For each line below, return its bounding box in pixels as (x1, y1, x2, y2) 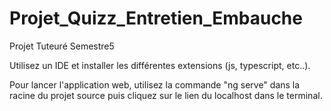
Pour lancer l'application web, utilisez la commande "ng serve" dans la (9, 78, 301, 91)
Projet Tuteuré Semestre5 (9, 40, 115, 52)
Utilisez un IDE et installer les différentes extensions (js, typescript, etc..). (9, 59, 311, 71)
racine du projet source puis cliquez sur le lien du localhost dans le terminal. (9, 89, 323, 101)
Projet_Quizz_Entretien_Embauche (9, 7, 303, 30)
